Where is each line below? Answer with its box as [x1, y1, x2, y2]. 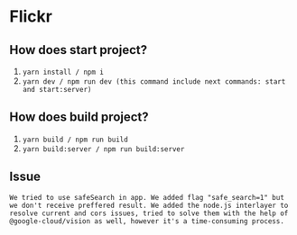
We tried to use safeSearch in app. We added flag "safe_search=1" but [9, 193, 284, 202]
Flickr [9, 6, 52, 27]
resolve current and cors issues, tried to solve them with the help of [9, 209, 289, 218]
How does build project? [9, 110, 149, 125]
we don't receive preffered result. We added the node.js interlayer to [9, 201, 289, 210]
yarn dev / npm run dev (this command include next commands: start [22, 77, 286, 86]
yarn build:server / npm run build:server [22, 144, 185, 154]
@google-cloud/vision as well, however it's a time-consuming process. [9, 216, 284, 226]
